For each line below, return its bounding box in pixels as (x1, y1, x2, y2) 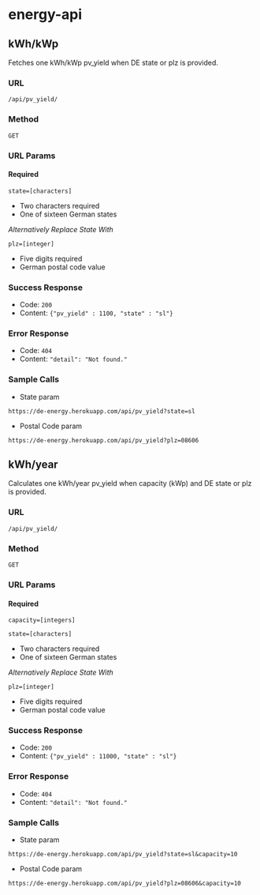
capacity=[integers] (8, 616, 76, 625)
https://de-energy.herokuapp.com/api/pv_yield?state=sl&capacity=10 (8, 851, 238, 859)
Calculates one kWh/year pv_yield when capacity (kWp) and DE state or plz (8, 479, 252, 488)
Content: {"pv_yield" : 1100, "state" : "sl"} (19, 308, 173, 318)
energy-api (8, 6, 83, 24)
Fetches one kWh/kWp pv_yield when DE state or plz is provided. (8, 58, 219, 67)
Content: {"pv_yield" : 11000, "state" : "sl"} (19, 751, 177, 761)
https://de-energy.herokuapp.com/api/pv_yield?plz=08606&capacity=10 (8, 879, 242, 888)
